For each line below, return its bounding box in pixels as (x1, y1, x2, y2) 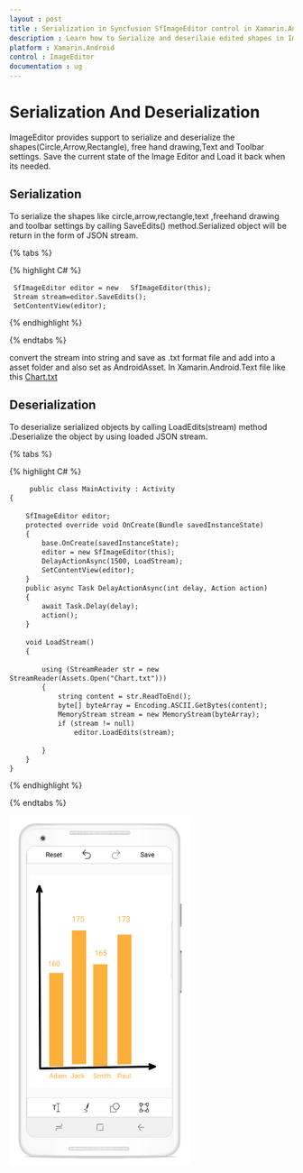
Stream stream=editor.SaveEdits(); (13, 292, 147, 301)
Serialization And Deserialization (9, 102, 261, 123)
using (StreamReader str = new (41, 664, 160, 674)
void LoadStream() (25, 637, 95, 646)
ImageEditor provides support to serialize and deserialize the (9, 132, 235, 142)
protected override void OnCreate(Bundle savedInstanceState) (25, 520, 264, 529)
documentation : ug (9, 62, 83, 71)
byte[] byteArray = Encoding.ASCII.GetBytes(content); (57, 701, 269, 710)
